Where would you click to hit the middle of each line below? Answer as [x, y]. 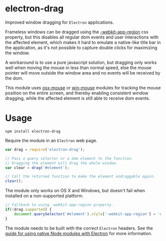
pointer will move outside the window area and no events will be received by [83, 73]
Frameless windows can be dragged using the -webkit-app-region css [77, 32]
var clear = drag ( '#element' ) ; [37, 168]
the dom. [14, 78]
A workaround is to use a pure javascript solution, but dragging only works [81, 62]
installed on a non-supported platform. [44, 196]
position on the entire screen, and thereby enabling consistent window [77, 93]
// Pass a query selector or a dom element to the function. [69, 159]
